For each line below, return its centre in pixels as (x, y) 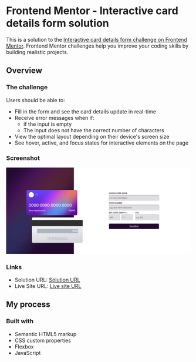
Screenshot (23, 158)
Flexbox (24, 346)
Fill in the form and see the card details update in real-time (85, 111)
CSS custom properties (43, 340)
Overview (24, 71)
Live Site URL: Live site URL (48, 286)
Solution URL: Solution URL (47, 280)
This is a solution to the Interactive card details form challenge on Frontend (97, 39)
